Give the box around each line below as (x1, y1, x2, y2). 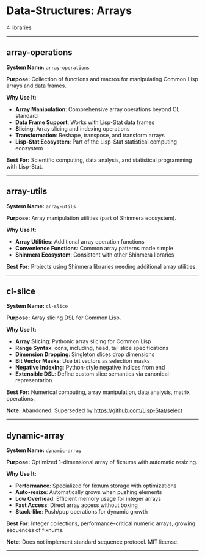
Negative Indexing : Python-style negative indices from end (15, 364, 165, 371)
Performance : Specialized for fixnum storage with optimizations (15, 482, 177, 489)
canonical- (144, 370, 172, 377)
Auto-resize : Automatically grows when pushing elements (15, 489, 162, 496)
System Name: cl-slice (6, 302, 68, 310)
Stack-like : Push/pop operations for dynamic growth (15, 508, 148, 515)
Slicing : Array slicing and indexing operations (15, 125, 130, 132)
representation (15, 377, 52, 384)
